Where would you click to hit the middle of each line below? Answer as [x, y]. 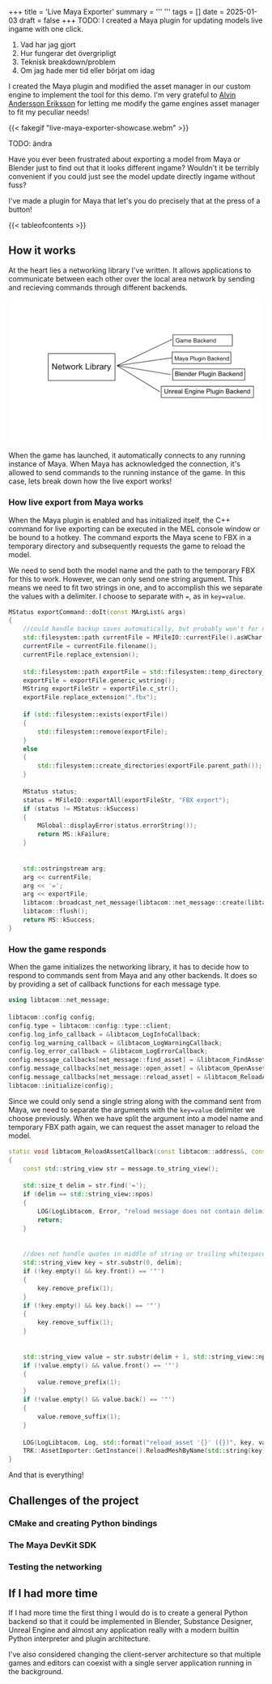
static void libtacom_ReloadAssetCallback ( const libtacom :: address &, [128, 1151]
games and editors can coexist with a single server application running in [130, 1663]
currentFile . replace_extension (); [81, 655]
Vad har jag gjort [48, 45]
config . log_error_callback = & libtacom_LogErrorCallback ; [108, 1051]
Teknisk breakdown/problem [68, 62]
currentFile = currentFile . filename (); [90, 647]
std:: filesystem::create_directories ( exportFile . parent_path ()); [150, 766]
